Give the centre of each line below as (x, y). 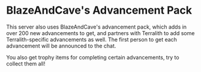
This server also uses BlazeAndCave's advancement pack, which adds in (97, 27)
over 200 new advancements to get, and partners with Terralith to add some (100, 33)
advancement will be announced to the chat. (61, 46)
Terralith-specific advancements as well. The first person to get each (91, 39)
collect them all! (26, 64)
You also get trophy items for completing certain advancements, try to (93, 57)
